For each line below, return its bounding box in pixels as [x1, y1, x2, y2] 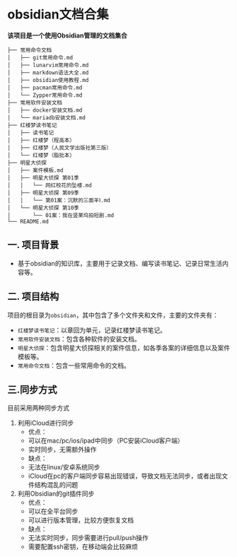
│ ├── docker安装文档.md [7, 107, 83, 114]
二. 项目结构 [7, 291, 59, 303]
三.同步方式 [7, 383, 58, 396]
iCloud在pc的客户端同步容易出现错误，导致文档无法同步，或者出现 [28, 471, 222, 481]
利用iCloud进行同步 [17, 418, 74, 428]
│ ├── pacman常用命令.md [7, 84, 83, 91]
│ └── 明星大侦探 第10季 [7, 204, 79, 211]
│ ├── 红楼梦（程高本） [7, 136, 76, 143]
